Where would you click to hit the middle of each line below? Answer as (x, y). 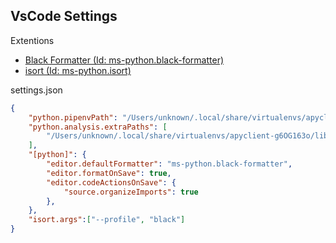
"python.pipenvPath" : (73, 117)
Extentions (32, 40)
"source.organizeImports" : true (131, 192)
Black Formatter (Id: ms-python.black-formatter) (124, 60)
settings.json (36, 90)
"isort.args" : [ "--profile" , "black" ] (107, 220)
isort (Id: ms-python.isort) (78, 70)
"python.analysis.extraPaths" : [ (98, 127)
